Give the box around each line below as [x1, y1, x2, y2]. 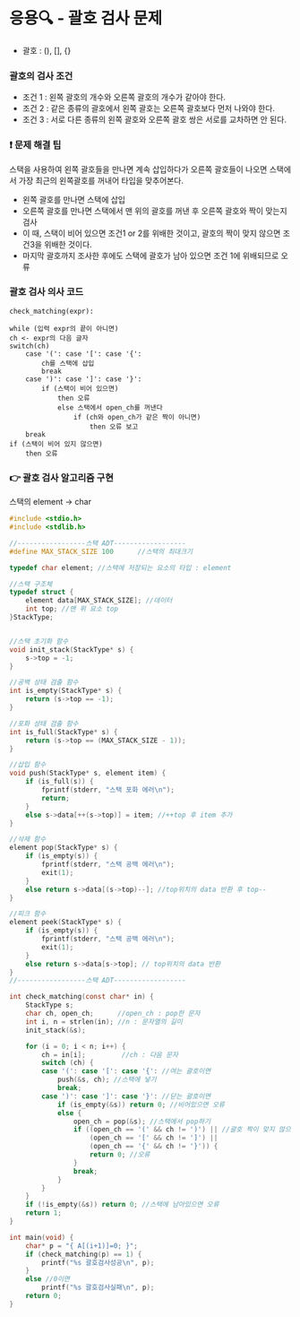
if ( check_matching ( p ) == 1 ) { [25, 1250, 142, 1259]
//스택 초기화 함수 [9, 637, 69, 646]
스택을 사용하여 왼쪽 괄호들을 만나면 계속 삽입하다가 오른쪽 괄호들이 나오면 [9, 163, 268, 175]
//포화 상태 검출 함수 [9, 719, 79, 728]
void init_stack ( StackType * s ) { [9, 645, 134, 654]
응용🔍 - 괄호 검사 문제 [9, 8, 163, 29]
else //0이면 [25, 1275, 70, 1284]
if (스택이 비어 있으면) [41, 384, 119, 393]
